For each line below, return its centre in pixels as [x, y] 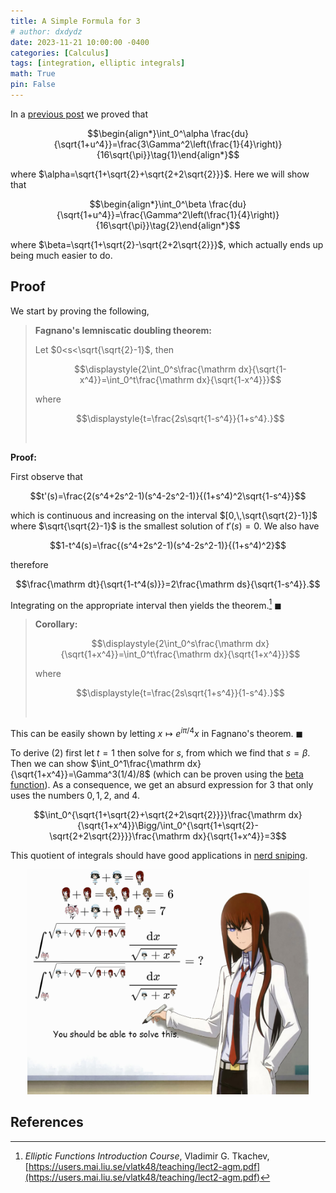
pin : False [33, 85]
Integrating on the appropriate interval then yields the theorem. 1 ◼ [146, 604]
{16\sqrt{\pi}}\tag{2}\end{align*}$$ [168, 225]
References [47, 1122]
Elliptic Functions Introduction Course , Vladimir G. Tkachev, [147, 1156]
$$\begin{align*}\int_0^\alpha [148, 133]
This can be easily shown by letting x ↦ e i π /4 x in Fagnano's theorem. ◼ [157, 732]
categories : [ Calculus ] [60, 53]
